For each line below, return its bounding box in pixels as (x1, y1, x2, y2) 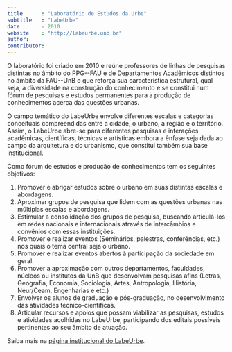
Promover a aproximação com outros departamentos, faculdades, (17, 265, 206, 272)
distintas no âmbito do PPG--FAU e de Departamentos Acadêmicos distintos (7, 69, 225, 77)
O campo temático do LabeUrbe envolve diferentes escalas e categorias (7, 112, 214, 120)
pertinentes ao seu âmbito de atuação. (17, 324, 128, 331)
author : (7, 36, 30, 43)
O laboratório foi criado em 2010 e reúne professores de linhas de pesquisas (7, 62, 226, 69)
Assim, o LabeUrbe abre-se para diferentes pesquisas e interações (7, 126, 199, 135)
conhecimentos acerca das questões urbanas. (7, 99, 140, 106)
